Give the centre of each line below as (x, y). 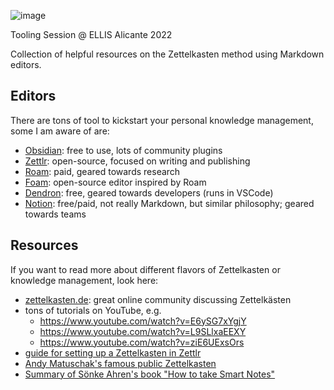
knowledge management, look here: (84, 280)
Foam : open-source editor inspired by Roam (115, 182)
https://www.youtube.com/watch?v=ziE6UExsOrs (142, 342)
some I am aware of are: (60, 131)
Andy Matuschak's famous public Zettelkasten (120, 363)
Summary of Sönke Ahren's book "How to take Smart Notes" (150, 374)
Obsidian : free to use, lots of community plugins (123, 150)
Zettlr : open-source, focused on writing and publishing (137, 161)
